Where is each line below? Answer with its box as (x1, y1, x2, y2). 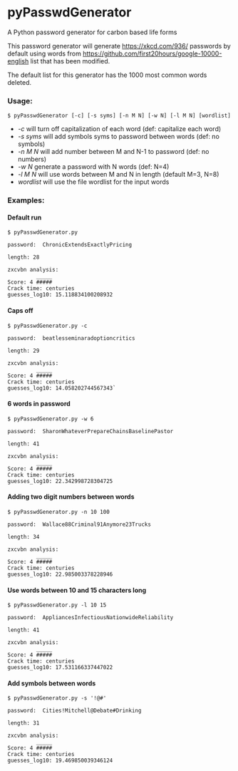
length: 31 (7, 720, 40, 727)
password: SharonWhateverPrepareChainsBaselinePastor (7, 428, 174, 435)
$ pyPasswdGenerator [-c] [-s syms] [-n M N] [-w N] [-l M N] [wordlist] (7, 112, 232, 120)
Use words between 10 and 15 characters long (7, 586, 147, 594)
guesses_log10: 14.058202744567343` (7, 384, 116, 392)
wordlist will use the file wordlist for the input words (17, 177, 170, 186)
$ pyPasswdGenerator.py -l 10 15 (7, 601, 107, 609)
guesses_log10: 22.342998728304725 (7, 477, 113, 485)
